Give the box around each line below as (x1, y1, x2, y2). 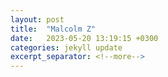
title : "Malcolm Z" (10, 24, 97, 34)
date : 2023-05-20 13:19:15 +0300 (10, 33, 159, 43)
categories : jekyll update (10, 42, 123, 53)
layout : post (10, 14, 65, 25)
